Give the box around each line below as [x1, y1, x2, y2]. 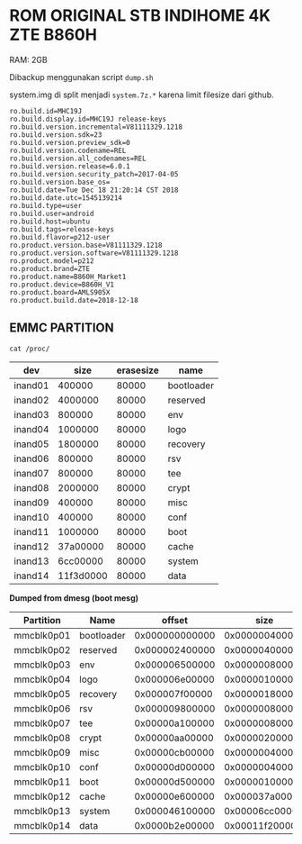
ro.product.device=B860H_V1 [9, 280, 115, 289]
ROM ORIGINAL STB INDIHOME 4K [9, 5, 271, 26]
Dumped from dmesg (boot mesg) [9, 592, 139, 604]
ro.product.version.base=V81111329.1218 [9, 240, 164, 250]
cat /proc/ [9, 344, 50, 353]
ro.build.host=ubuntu [9, 217, 91, 226]
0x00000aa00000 [134, 731, 214, 744]
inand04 [13, 422, 49, 435]
